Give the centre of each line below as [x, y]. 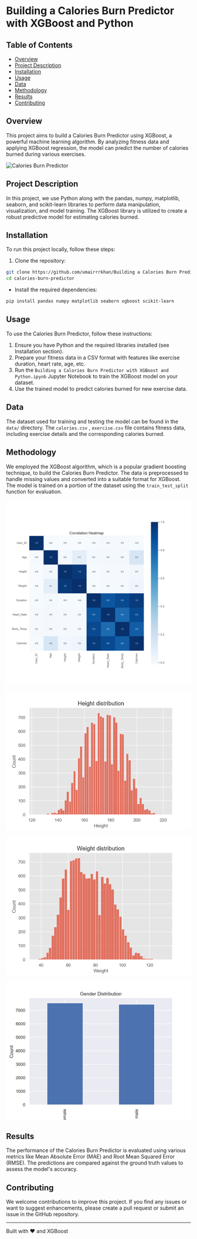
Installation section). [39, 351]
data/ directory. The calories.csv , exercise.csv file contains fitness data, [96, 428]
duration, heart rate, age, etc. [50, 364]
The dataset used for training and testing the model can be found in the [92, 421]
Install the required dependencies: [56, 290]
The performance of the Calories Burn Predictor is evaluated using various [96, 1150]
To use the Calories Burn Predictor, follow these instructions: [79, 334]
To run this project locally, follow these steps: [61, 249]
